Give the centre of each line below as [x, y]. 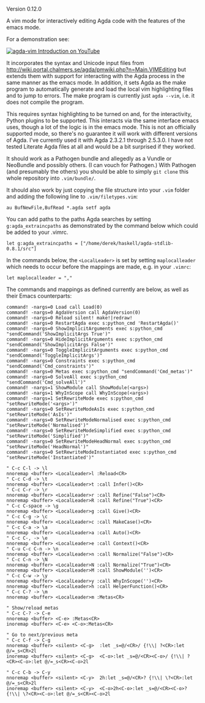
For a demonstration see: [38, 39]
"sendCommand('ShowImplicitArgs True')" [59, 334]
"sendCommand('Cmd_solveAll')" [46, 383]
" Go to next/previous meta [42, 635]
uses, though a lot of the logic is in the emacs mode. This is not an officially [101, 127]
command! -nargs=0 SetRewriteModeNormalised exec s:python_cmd [89, 420]
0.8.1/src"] [21, 249]
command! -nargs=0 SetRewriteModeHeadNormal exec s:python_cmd [89, 441]
